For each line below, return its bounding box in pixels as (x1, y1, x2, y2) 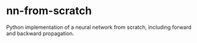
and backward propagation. (6, 29, 75, 37)
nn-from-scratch (6, 4, 92, 18)
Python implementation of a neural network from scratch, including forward (6, 24, 192, 31)
